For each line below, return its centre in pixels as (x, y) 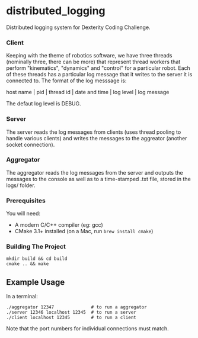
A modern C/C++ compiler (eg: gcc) (59, 225)
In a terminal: (22, 297)
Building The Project (36, 247)
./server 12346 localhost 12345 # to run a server (71, 313)
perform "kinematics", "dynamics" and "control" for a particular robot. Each (98, 68)
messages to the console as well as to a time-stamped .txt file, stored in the (98, 179)
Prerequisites (26, 201)
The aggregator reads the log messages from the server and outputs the (95, 172)
